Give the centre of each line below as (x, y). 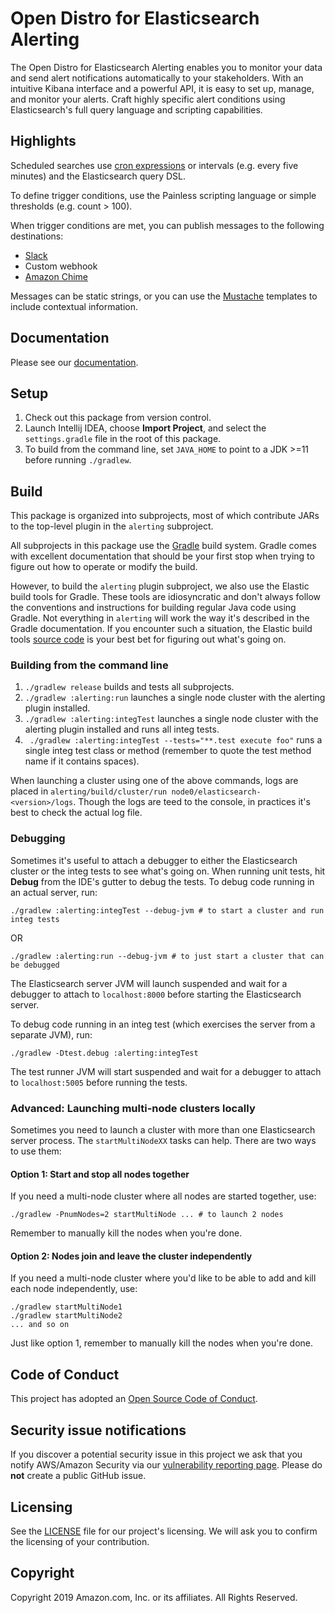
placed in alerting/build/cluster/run (89, 791)
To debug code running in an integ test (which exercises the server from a (163, 1024)
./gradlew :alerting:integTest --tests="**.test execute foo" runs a (176, 740)
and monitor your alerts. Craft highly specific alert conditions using (148, 99)
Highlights (43, 141)
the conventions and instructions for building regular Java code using (153, 608)
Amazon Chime (56, 276)
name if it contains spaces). (82, 761)
